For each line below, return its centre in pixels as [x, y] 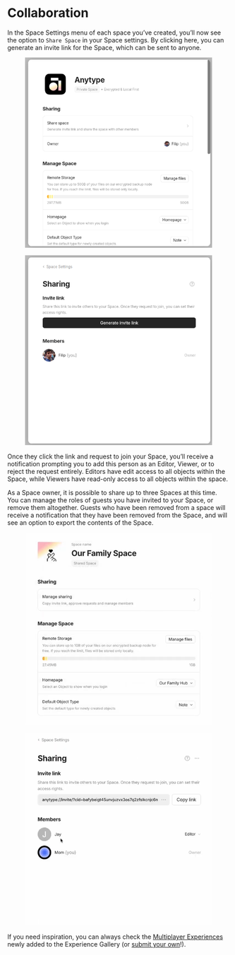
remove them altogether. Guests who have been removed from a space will [116, 508]
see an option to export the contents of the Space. [80, 523]
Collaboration [48, 13]
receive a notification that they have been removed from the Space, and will [117, 515]
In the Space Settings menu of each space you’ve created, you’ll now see [114, 32]
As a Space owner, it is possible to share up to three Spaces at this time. [112, 493]
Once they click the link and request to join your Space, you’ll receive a [110, 456]
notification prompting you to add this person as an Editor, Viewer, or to [111, 464]
